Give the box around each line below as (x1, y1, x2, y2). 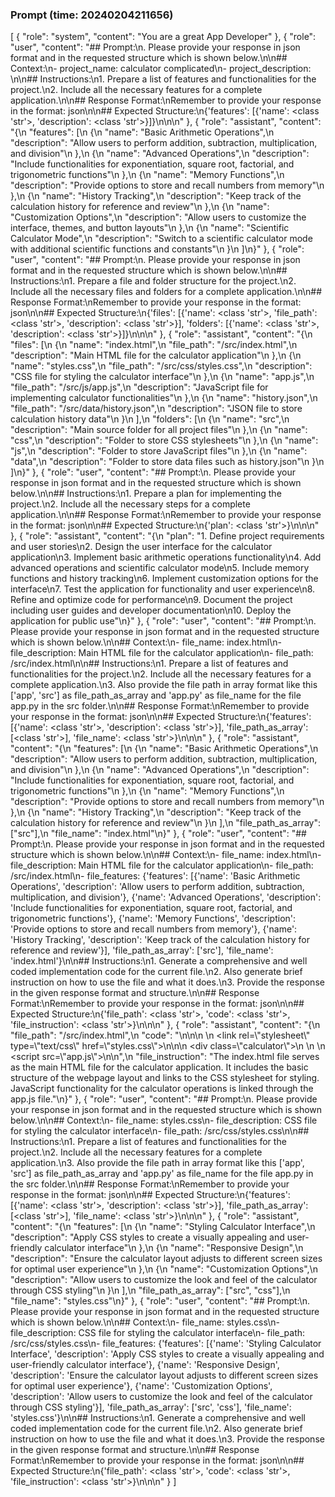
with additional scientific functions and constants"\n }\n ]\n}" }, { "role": (10, 243, 305, 255)
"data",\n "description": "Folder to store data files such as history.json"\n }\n (10, 456, 325, 468)
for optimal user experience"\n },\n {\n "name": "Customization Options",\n (10, 1263, 318, 1275)
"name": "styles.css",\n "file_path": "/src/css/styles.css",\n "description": (10, 360, 313, 372)
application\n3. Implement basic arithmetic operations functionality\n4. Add (10, 551, 322, 563)
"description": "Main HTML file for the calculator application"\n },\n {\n (10, 349, 302, 362)
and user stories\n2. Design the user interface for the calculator (10, 541, 273, 553)
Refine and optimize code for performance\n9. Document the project (10, 594, 293, 606)
